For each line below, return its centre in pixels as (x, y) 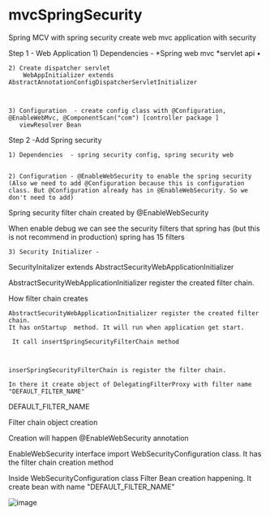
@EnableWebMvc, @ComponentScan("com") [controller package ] (114, 118)
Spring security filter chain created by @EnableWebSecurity (109, 212)
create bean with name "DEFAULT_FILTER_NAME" (92, 487)
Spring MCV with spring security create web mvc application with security (133, 37)
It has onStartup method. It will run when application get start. (126, 327)
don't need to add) (41, 197)
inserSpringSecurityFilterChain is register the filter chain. (118, 370)
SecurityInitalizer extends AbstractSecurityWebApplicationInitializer (121, 266)
